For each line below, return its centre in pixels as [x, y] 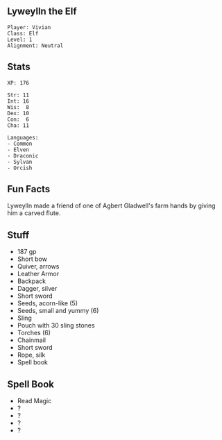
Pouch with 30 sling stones [56, 325]
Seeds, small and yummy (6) [58, 311]
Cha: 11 [18, 125]
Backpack [32, 281]
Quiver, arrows [38, 266]
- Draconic [23, 155]
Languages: [23, 137]
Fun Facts [29, 189]
